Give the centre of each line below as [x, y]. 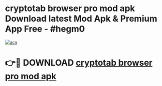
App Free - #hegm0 [45, 29]
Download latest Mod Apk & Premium [81, 19]
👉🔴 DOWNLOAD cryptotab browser [79, 63]
